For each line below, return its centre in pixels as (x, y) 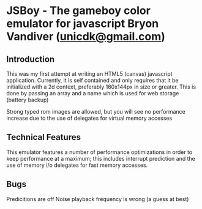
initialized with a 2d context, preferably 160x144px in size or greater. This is (101, 87)
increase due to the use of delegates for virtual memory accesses (89, 118)
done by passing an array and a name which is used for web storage (93, 93)
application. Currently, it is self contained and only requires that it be (92, 80)
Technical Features (44, 137)
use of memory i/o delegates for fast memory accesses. (77, 165)
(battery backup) (28, 100)
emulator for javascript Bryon (83, 24)
